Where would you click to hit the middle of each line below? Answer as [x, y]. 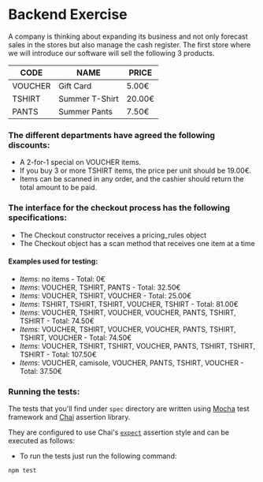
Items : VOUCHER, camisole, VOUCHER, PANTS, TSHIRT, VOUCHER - [131, 362]
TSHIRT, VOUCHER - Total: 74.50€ [76, 338]
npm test [22, 471]
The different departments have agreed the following [111, 135]
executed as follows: [41, 441]
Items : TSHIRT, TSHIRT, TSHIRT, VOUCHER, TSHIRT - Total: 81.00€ [129, 304]
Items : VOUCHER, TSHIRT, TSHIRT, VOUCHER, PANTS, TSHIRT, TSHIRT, [137, 346]
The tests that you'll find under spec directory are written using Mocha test [129, 409]
